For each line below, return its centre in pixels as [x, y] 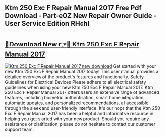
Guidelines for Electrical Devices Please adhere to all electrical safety [76, 82]
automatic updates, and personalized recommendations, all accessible [77, 103]
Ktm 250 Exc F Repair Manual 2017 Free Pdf [73, 8]
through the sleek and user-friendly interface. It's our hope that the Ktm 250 [82, 108]
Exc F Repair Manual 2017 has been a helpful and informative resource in [79, 114]
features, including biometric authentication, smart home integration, [75, 98]
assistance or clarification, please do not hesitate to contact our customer [80, 124]
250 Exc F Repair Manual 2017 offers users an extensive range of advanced [82, 92]
